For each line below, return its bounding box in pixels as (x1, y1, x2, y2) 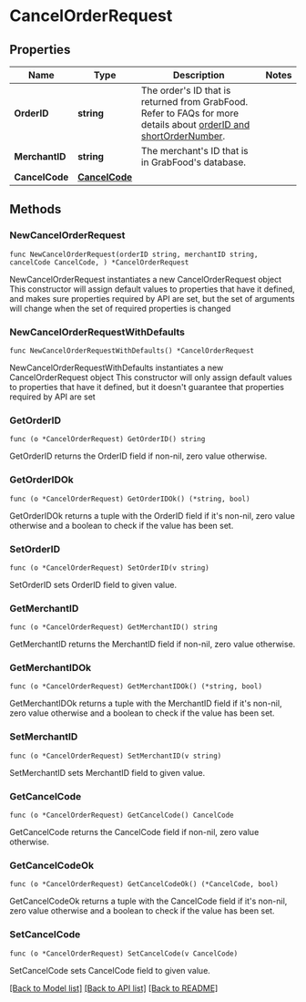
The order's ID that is (140, 84, 231, 97)
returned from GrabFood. (140, 96, 249, 108)
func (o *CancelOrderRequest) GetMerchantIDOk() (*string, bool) (9, 682, 262, 691)
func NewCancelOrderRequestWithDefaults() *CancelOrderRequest (9, 346, 255, 356)
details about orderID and (140, 119, 250, 130)
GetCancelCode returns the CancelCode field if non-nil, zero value (9, 827, 260, 838)
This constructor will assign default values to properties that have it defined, (9, 284, 296, 294)
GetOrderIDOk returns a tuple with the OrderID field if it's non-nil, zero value (9, 510, 296, 521)
